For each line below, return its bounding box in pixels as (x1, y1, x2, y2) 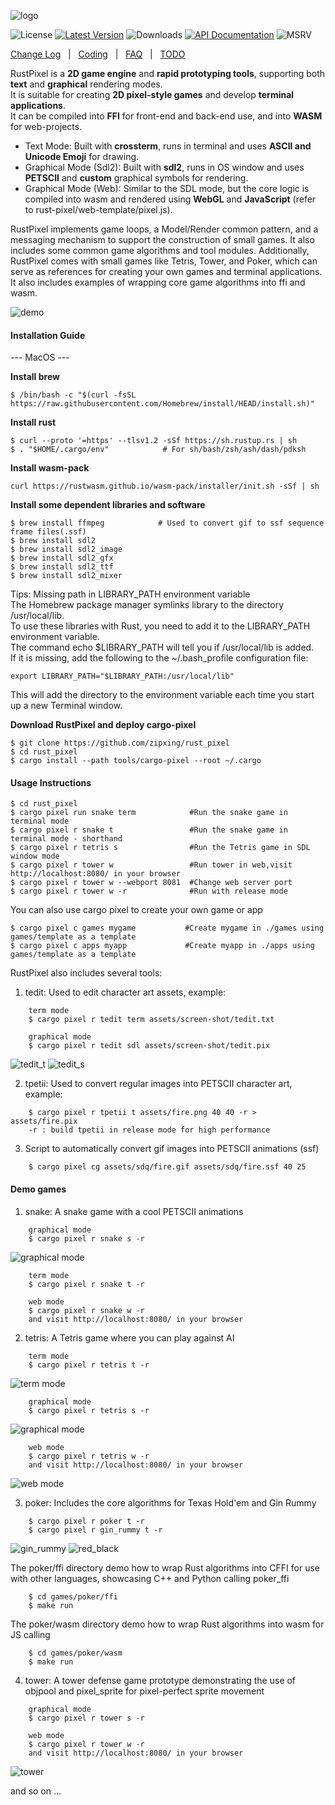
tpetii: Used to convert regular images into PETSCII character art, (24, 1078, 293, 1090)
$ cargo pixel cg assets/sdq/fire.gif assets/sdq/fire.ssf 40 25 (28, 1162, 307, 1172)
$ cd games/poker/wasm (28, 1648, 123, 1658)
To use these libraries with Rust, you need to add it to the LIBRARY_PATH (10, 620, 311, 632)
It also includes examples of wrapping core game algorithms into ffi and (10, 276, 306, 288)
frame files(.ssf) (10, 527, 87, 537)
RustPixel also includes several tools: (10, 967, 163, 979)
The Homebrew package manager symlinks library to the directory (10, 599, 285, 611)
